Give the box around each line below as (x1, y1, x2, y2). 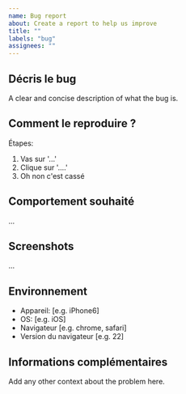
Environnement (8, 284, 87, 298)
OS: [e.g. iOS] (19, 315, 66, 324)
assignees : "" (8, 42, 57, 50)
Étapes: (8, 138, 34, 148)
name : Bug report (8, 11, 67, 20)
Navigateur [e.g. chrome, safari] (19, 323, 127, 333)
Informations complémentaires (8, 355, 168, 369)
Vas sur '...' (19, 154, 57, 163)
